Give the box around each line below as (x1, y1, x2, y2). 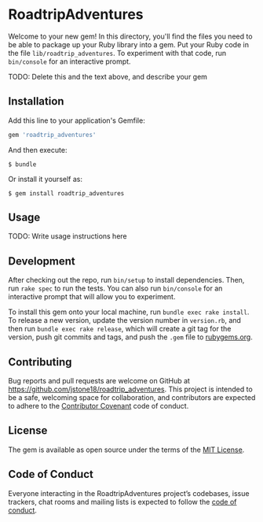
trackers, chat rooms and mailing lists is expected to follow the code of (8, 497, 237, 506)
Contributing (8, 355, 72, 368)
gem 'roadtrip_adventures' (8, 131, 97, 139)
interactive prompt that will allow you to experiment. (8, 292, 176, 302)
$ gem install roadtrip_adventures (8, 189, 125, 198)
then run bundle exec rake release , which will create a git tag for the (8, 324, 232, 334)
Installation (8, 94, 64, 108)
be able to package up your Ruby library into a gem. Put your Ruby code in (8, 39, 250, 49)
